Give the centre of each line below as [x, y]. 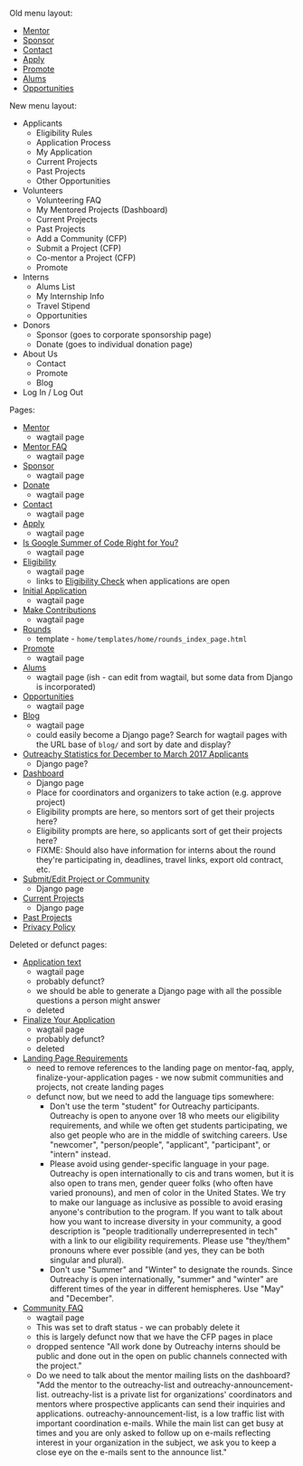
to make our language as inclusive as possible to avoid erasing [166, 1202]
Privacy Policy [49, 927]
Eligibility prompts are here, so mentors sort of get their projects [155, 812]
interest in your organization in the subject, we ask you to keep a [156, 1442]
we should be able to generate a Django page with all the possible [159, 991]
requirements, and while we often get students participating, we [168, 1126]
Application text [52, 962]
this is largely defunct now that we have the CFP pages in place [154, 1337]
